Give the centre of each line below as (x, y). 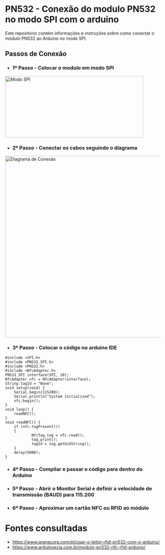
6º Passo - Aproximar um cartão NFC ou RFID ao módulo (81, 508)
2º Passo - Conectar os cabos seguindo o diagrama (75, 148)
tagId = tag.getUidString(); (61, 444)
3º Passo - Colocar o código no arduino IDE (65, 347)
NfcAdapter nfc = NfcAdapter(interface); (48, 379)
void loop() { (20, 410)
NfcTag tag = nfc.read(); (58, 435)
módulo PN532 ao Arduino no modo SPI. (46, 38)
